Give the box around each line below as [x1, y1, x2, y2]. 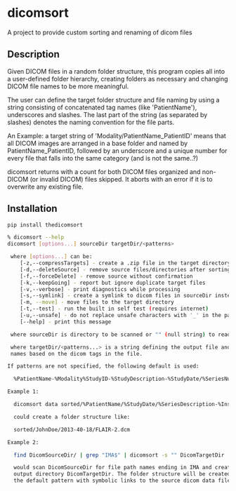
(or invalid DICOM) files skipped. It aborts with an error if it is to [29, 175, 213, 183]
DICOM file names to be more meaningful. [7, 82, 129, 90]
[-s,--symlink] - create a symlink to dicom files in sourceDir [20, 292, 212, 300]
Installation [7, 203, 58, 215]
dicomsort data [13, 401, 58, 408]
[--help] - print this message [20, 318, 112, 325]
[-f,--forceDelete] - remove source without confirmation [20, 272, 193, 280]
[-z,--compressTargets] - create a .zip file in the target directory [20, 260, 231, 267]
